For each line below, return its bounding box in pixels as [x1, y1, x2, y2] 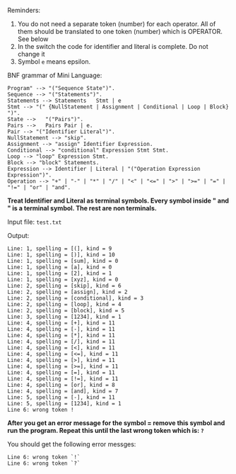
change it [17, 50, 45, 58]
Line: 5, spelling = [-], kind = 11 [7, 394, 115, 401]
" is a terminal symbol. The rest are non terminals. [7, 204, 157, 212]
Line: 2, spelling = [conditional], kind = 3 [7, 295, 143, 302]
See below [17, 35, 49, 43]
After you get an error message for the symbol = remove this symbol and [7, 419, 225, 427]
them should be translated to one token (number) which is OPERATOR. [17, 28, 223, 35]
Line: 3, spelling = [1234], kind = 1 [7, 313, 122, 320]
